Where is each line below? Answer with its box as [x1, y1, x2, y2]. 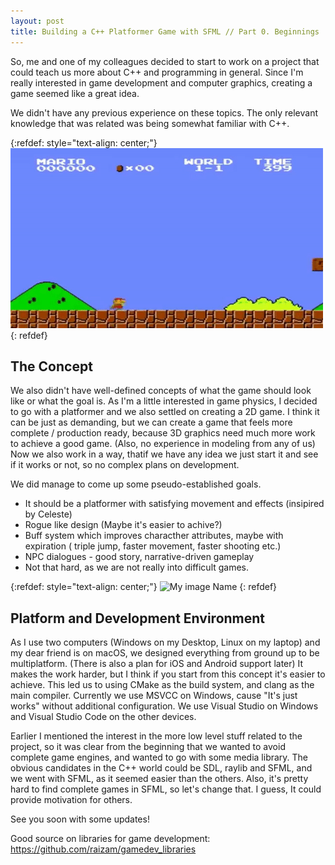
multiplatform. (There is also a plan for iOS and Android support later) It [10, 658, 304, 670]
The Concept [10, 358, 93, 375]
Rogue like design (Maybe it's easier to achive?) [24, 519, 223, 531]
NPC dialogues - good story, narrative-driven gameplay [24, 551, 255, 563]
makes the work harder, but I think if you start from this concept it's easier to [10, 668, 326, 680]
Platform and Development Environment [10, 610, 266, 627]
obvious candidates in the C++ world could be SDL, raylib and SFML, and [10, 762, 313, 774]
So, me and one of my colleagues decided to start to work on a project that [10, 55, 320, 67]
